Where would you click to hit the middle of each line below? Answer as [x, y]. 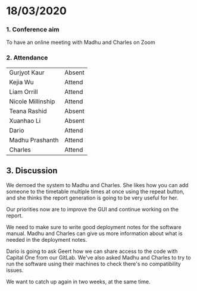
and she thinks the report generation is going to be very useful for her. [92, 198]
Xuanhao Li [25, 121]
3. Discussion [32, 171]
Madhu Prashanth [34, 140]
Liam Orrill [24, 91]
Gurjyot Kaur [27, 72]
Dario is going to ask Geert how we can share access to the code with [92, 251]
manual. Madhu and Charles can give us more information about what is [94, 233]
